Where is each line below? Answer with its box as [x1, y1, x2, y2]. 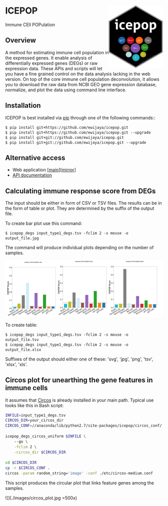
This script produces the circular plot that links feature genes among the [5, 480, 154, 486]
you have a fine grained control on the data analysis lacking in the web [5, 71, 151, 77]
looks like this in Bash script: [5, 402, 64, 408]
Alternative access [5, 153, 65, 162]
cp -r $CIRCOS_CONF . [5, 465, 50, 471]
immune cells [5, 384, 48, 392]
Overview [5, 36, 36, 45]
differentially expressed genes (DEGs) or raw [5, 60, 98, 66]
